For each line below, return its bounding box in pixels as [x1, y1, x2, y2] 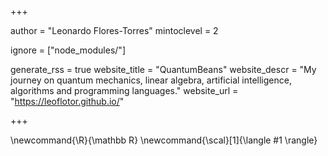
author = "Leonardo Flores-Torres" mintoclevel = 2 [10, 25, 219, 36]
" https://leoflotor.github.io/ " [10, 96, 125, 107]
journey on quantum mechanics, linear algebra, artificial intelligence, [10, 74, 292, 86]
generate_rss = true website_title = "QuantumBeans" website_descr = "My [10, 64, 317, 75]
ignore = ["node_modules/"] [10, 44, 126, 56]
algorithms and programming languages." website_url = [10, 85, 239, 96]
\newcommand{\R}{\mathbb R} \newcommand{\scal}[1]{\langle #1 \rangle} [10, 134, 318, 146]
